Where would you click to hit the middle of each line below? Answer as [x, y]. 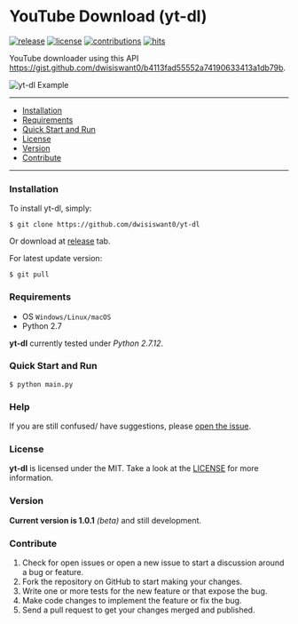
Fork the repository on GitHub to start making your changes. [132, 582]
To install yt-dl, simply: [51, 208]
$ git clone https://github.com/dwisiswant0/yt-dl [105, 225]
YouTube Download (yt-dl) [108, 16]
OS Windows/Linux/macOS [67, 316]
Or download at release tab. [60, 241]
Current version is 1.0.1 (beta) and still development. [106, 520]
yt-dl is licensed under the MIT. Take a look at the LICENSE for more [134, 468]
